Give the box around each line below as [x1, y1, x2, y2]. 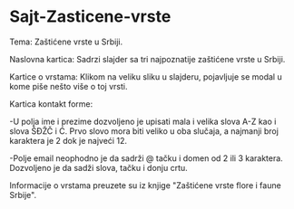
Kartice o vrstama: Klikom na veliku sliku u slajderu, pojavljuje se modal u [9, 71, 283, 82]
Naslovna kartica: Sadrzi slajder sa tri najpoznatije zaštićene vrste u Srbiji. [9, 53, 286, 64]
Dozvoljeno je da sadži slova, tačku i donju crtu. [9, 162, 188, 173]
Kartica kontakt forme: [9, 98, 93, 109]
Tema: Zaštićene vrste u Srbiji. [9, 36, 123, 47]
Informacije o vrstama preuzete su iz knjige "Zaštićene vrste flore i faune [9, 179, 281, 191]
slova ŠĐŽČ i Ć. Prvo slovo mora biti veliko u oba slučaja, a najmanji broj [9, 125, 279, 137]
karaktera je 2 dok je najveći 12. [9, 135, 127, 146]
